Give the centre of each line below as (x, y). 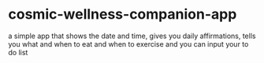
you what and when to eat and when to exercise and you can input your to (128, 44)
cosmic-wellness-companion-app (123, 14)
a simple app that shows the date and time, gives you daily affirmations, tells (132, 36)
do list (18, 52)
